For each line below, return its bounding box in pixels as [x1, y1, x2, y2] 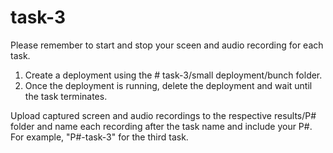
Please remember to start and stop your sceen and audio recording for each [10, 39, 324, 51]
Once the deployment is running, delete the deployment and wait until [24, 79, 313, 91]
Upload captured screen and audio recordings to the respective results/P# [10, 109, 317, 121]
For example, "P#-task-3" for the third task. [10, 131, 189, 143]
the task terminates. [24, 90, 108, 102]
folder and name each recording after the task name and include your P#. [10, 120, 313, 132]
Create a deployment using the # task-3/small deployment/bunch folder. [24, 69, 323, 81]
